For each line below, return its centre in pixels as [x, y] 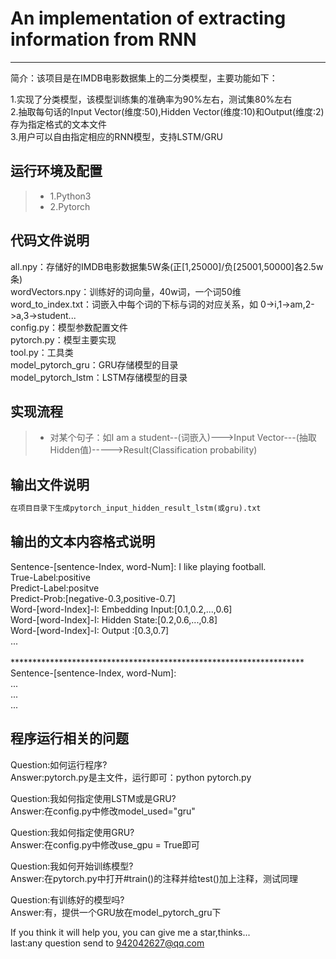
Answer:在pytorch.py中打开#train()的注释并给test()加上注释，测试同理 [154, 878]
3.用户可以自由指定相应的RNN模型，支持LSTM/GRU [116, 136]
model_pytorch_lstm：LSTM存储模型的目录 [99, 377]
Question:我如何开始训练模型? [72, 866]
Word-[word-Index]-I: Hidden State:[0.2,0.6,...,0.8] [114, 619]
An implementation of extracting [148, 18]
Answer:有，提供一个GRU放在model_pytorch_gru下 [116, 912]
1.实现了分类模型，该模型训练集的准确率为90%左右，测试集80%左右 [151, 99]
